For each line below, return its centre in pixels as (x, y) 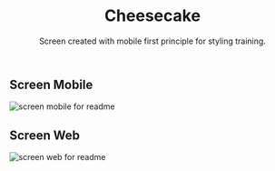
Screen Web (44, 135)
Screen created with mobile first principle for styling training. (152, 41)
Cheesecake (152, 16)
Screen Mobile (51, 84)
